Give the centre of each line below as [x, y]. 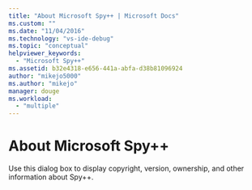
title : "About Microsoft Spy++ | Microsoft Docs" [94, 16]
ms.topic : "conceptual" [49, 46]
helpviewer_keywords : [45, 53]
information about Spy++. [51, 177]
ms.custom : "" [32, 23]
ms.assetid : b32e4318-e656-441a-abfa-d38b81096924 [96, 69]
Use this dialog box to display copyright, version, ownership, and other [126, 169]
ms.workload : [30, 99]
